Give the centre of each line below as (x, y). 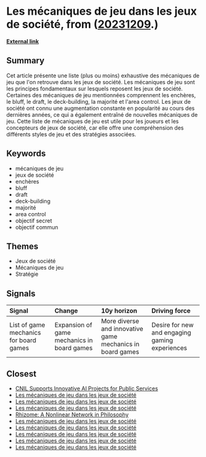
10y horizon (119, 311)
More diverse (120, 321)
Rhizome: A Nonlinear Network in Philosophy (72, 415)
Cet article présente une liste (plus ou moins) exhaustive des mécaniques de (103, 76)
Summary (25, 61)
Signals (21, 293)
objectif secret (33, 221)
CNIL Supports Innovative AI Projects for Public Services (86, 389)
